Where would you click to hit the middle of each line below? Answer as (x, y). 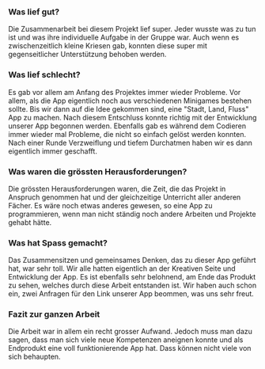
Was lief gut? (34, 12)
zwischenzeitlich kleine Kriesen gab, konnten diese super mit (108, 46)
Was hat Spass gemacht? (58, 242)
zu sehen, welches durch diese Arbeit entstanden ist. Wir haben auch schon (132, 285)
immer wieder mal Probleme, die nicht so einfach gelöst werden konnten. (127, 134)
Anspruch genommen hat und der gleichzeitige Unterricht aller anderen (125, 197)
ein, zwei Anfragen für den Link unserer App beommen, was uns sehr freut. (131, 294)
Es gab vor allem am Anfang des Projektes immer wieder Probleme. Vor (125, 92)
